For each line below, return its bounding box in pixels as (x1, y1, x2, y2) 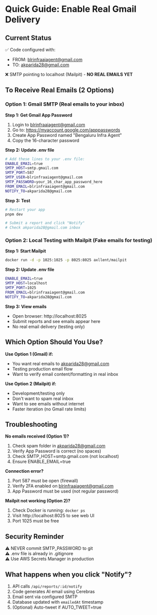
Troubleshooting (5, 420, 58, 428)
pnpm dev (5, 211, 23, 217)
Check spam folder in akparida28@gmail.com (12, 443, 106, 449)
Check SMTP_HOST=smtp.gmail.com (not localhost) (12, 453, 119, 459)
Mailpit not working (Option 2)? (5, 498, 71, 504)
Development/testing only (12, 390, 65, 396)
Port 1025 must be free (12, 518, 59, 524)
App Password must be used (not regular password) (12, 488, 119, 494)
